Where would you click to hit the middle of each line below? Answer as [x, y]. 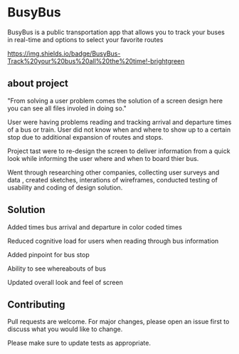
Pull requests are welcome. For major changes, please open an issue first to [118, 322]
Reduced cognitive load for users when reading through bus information [113, 241]
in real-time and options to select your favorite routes [85, 39]
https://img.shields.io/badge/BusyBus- [64, 53]
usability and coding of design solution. [65, 187]
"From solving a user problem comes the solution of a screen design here [115, 100]
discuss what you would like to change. [65, 329]
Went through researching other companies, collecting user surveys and [113, 172]
